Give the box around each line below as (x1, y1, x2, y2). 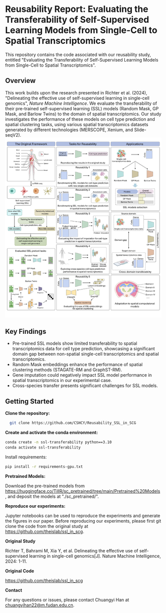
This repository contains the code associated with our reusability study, (5, 51, 151, 58)
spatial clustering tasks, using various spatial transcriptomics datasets (5, 121, 149, 127)
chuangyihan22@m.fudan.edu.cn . (5, 602, 75, 608)
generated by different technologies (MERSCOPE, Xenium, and (5, 127, 133, 133)
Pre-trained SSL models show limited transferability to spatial (12, 340, 137, 346)
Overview (5, 77, 36, 85)
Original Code (5, 568, 35, 574)
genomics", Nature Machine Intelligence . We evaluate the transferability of (5, 100, 157, 106)
